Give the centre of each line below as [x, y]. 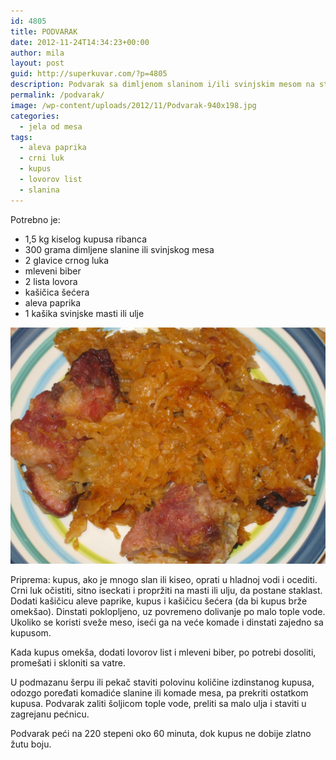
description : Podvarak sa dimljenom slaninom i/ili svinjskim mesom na [162, 85]
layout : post [37, 63]
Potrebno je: [35, 219]
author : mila [37, 53]
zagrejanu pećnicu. [50, 714]
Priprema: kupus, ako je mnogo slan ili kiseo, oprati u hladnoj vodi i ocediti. [164, 579]
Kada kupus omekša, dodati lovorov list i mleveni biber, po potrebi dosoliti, [163, 652]
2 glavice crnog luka [67, 260]
